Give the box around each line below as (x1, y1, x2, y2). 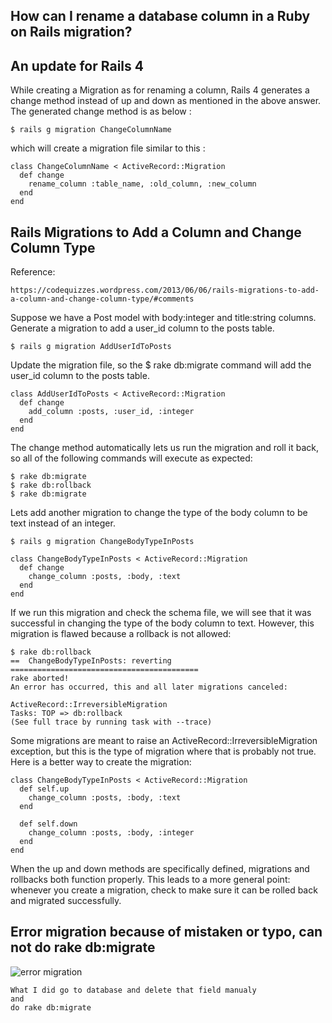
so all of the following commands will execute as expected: (10, 452, 253, 464)
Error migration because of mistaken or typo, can (10, 924, 323, 941)
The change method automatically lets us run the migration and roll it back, (10, 442, 320, 454)
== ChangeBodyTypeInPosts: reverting (10, 656, 172, 666)
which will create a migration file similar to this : (10, 142, 206, 154)
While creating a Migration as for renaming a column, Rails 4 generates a (10, 84, 310, 96)
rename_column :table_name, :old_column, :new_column (28, 179, 257, 189)
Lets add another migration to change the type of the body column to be (10, 507, 308, 519)
